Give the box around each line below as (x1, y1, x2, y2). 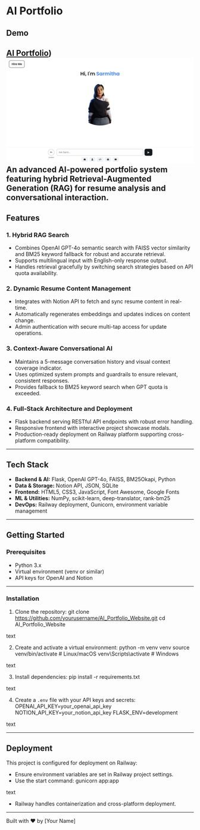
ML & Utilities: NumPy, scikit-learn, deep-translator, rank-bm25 (14, 494, 171, 501)
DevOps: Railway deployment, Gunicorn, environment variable (14, 501, 168, 508)
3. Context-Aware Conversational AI (6, 344, 113, 352)
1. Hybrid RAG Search (6, 230, 70, 239)
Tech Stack (6, 460, 49, 470)
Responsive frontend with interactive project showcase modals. (14, 425, 171, 432)
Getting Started (6, 530, 65, 540)
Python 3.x (14, 561, 42, 569)
